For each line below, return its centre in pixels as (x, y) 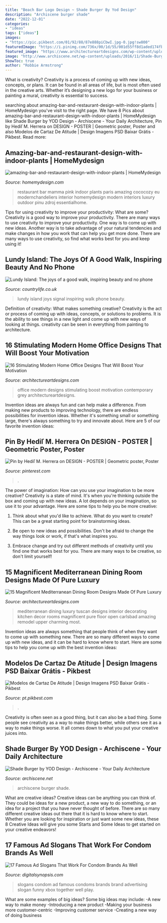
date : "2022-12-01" (25, 19)
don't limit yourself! (32, 556)
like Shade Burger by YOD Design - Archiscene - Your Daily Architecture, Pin (83, 121)
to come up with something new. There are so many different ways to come (83, 637)
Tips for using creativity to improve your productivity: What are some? (77, 212)
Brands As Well (29, 853)
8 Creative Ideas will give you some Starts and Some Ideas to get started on (83, 824)
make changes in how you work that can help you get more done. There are (83, 233)
